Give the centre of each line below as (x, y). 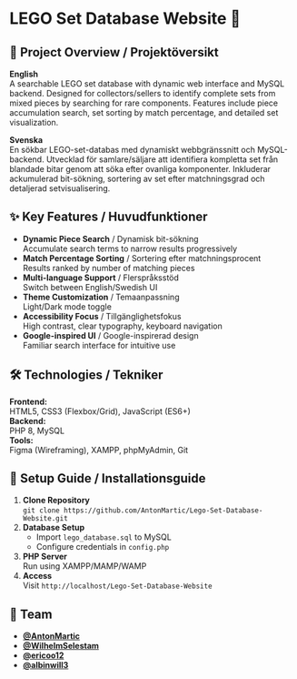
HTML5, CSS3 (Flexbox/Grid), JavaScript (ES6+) (100, 411)
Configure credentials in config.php (103, 547)
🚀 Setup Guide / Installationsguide (108, 478)
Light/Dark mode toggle (67, 306)
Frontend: (29, 401)
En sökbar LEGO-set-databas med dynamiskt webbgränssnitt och (133, 150)
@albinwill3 (45, 665)
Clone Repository (56, 501)
